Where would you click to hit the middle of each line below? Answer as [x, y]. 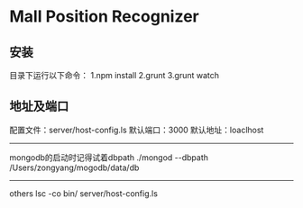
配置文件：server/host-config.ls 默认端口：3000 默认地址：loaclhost [137, 130]
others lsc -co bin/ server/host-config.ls [83, 193]
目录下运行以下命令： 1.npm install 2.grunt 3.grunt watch [114, 75]
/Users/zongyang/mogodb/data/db [74, 167]
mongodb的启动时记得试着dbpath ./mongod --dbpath [109, 157]
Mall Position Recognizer [105, 17]
